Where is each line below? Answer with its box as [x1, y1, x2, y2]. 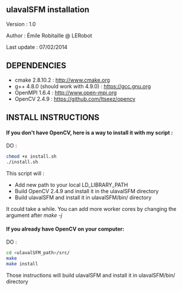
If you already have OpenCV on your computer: [6, 225, 125, 232]
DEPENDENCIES [6, 60, 67, 71]
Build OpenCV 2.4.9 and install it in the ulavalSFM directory [14, 187, 159, 194]
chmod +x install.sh [6, 154, 57, 159]
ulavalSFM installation [6, 5, 90, 15]
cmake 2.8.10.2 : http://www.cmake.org [14, 76, 110, 84]
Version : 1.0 [6, 20, 36, 27]
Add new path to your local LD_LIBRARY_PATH [14, 181, 128, 188]
